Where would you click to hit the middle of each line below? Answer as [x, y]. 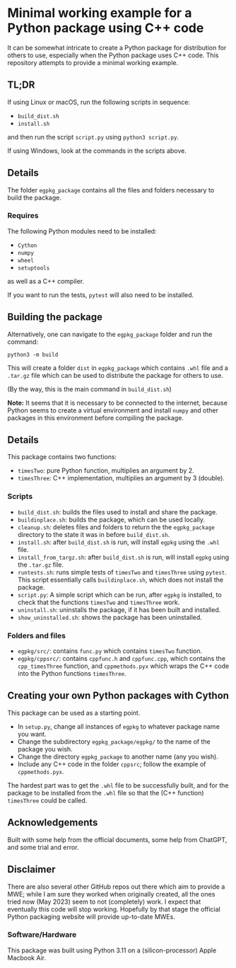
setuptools [34, 268]
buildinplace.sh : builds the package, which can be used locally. [111, 519]
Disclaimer [31, 869]
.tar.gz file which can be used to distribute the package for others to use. [116, 375]
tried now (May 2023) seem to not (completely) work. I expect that [104, 901]
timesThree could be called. [47, 800]
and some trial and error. [43, 847]
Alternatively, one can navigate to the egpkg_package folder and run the [110, 334]
